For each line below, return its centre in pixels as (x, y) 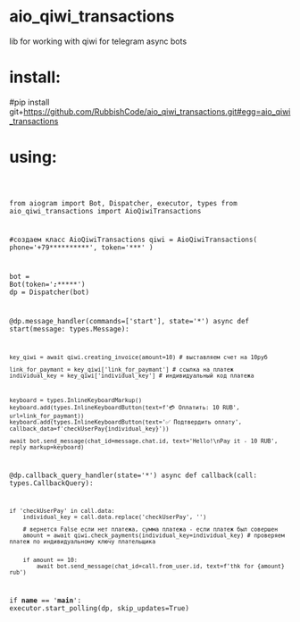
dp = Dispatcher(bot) (50, 292)
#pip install (29, 102)
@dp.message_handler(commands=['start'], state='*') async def (129, 322)
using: (33, 157)
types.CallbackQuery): (51, 483)
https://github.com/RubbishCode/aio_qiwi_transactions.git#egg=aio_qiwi (157, 111)
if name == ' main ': (46, 601)
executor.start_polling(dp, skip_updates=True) (100, 609)
